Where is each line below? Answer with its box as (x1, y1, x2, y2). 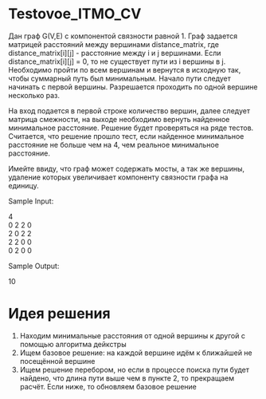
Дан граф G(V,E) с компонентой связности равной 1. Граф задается (8, 31, 237, 41)
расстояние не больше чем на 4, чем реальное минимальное (8, 140, 219, 149)
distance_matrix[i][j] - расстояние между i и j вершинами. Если (8, 48, 221, 57)
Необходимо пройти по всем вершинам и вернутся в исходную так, (8, 65, 241, 74)
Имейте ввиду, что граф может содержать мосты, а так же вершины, (8, 164, 245, 173)
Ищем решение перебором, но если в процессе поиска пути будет (19, 365, 249, 374)
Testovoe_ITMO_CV (8, 5, 142, 23)
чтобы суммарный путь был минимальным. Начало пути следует (8, 73, 231, 83)
